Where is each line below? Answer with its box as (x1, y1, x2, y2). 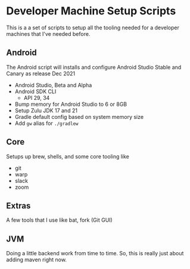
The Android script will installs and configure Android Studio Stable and (6, 63, 182, 71)
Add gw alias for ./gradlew (14, 120, 79, 127)
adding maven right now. (6, 256, 67, 264)
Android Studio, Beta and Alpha (14, 81, 92, 88)
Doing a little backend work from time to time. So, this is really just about (6, 250, 184, 257)
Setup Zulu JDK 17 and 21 (14, 106, 77, 114)
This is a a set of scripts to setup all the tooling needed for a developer (6, 24, 180, 31)
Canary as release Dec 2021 (6, 70, 76, 77)
